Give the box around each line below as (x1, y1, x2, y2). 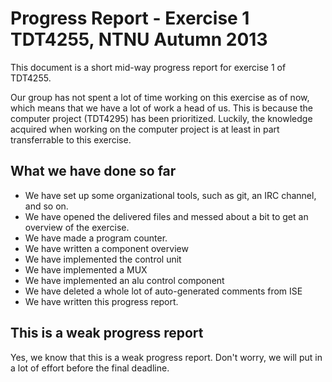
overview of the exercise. (24, 221, 130, 233)
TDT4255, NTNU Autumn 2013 (10, 28, 268, 51)
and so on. (24, 200, 69, 212)
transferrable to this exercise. (10, 133, 132, 146)
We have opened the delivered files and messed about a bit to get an (24, 210, 309, 222)
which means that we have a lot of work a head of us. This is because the (10, 102, 314, 114)
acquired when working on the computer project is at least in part (10, 123, 280, 135)
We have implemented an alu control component (24, 274, 225, 286)
